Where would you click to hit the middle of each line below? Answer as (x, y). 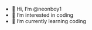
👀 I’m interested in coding (42, 15)
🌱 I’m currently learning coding (49, 21)
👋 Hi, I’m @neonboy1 (36, 9)
